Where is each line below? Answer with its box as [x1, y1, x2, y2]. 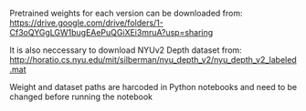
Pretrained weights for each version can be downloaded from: [9, 8, 243, 18]
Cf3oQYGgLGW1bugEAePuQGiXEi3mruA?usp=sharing [9, 27, 214, 37]
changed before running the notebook [9, 91, 153, 102]
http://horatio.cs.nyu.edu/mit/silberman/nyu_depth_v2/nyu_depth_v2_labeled [9, 55, 297, 65]
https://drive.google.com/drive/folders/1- [9, 17, 164, 28]
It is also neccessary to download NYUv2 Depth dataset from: [9, 45, 242, 55]
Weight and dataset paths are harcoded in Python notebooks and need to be [9, 82, 298, 92]
